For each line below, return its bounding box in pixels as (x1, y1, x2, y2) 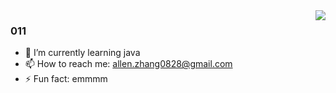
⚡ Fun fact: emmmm (24, 73, 108, 85)
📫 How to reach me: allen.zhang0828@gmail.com (24, 58, 233, 70)
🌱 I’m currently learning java (24, 47, 141, 59)
